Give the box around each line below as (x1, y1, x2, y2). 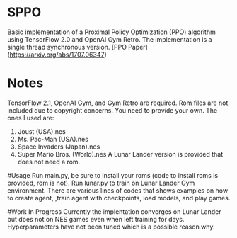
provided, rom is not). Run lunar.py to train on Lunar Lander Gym (7, 178, 195, 187)
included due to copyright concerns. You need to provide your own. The (7, 106, 218, 114)
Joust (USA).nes (17, 127, 66, 135)
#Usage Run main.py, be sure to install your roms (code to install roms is (7, 171, 218, 179)
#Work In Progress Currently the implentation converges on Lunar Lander (7, 207, 221, 216)
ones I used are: (7, 113, 54, 122)
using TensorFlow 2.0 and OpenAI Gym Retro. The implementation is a (7, 35, 212, 43)
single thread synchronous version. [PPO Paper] (7, 42, 149, 51)
